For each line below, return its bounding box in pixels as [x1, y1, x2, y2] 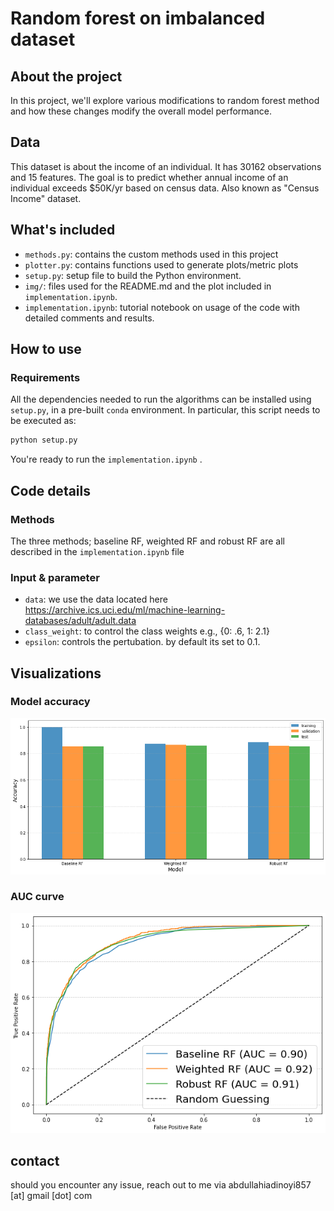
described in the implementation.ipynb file [10, 545, 185, 557]
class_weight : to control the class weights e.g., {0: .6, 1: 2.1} [24, 625, 270, 637]
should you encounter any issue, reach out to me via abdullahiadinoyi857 [10, 1179, 312, 1191]
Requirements [10, 370, 81, 384]
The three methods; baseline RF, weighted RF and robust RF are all [10, 535, 285, 547]
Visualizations [10, 665, 102, 682]
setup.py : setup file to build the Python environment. [24, 269, 242, 281]
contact [10, 1152, 60, 1169]
